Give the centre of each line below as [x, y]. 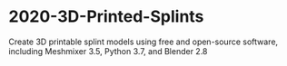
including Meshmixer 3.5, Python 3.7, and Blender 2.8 [108, 51]
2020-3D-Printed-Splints [106, 17]
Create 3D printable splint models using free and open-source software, [143, 42]
